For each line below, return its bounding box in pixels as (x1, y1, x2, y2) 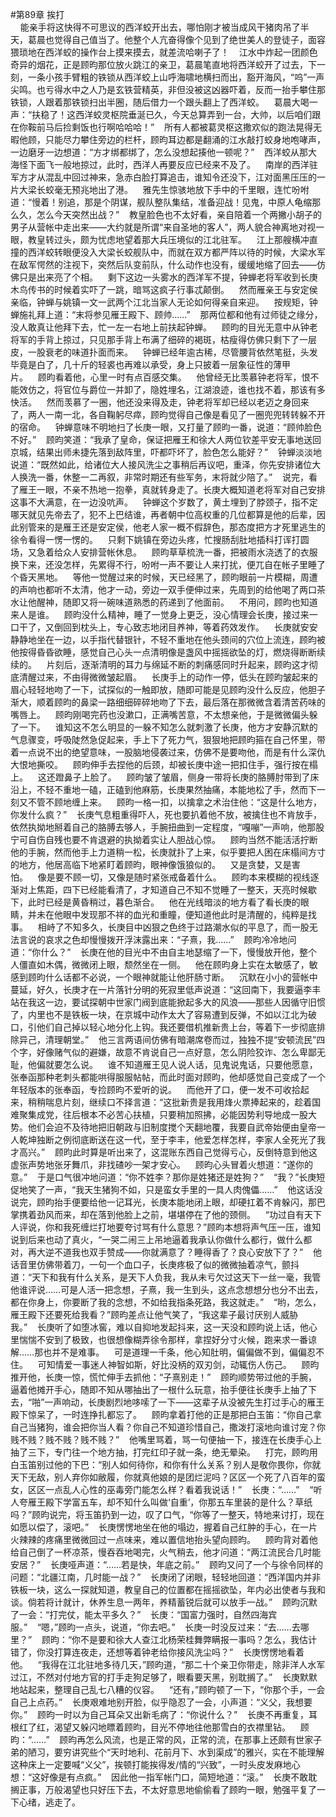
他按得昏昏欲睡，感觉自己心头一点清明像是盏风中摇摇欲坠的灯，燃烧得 (10, 646, 300, 658)
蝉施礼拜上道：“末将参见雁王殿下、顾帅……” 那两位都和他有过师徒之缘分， (10, 309, 323, 320)
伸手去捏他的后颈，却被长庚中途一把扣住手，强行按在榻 (89, 759, 318, 770)
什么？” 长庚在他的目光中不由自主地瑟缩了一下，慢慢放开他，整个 (40, 946, 318, 958)
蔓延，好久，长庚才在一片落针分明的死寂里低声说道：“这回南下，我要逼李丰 (10, 984, 322, 995)
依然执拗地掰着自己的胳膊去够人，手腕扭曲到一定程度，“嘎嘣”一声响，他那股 (10, 821, 325, 833)
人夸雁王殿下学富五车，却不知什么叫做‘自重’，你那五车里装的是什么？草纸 (10, 1496, 313, 1508)
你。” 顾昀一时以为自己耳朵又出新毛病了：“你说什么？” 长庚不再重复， (10, 1709, 309, 1720)
